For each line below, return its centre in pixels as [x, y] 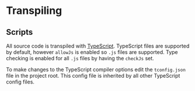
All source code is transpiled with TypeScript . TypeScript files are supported [98, 46]
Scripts [20, 32]
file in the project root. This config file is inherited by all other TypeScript [93, 76]
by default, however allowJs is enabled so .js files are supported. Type [92, 52]
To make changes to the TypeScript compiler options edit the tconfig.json [96, 70]
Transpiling [34, 11]
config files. [20, 82]
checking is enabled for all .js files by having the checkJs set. [80, 58]
